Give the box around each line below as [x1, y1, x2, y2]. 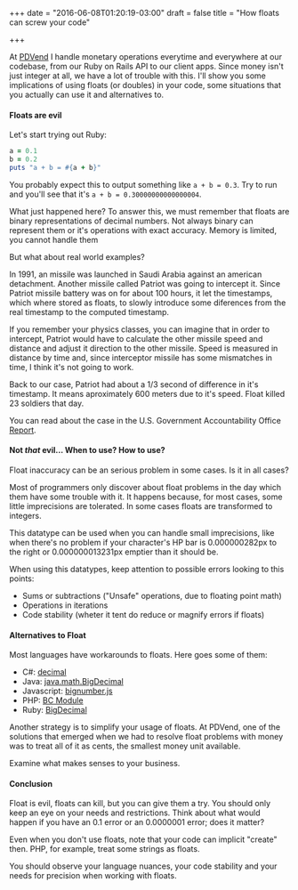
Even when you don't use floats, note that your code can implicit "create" [9, 834, 278, 845]
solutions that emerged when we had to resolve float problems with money [9, 732, 284, 742]
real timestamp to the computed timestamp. [9, 306, 170, 317]
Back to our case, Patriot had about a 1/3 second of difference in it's [9, 378, 259, 390]
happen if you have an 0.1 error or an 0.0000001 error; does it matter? [9, 817, 265, 828]
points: [9, 573, 35, 584]
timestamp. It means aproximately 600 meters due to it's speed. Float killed [9, 388, 286, 399]
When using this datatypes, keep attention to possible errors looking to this [9, 564, 285, 575]
